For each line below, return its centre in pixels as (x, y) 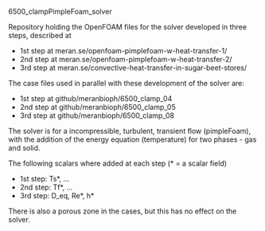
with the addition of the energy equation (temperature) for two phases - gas (132, 139)
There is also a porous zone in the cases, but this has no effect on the (123, 211)
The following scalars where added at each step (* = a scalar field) (118, 163)
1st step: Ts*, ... (45, 179)
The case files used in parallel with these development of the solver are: (126, 83)
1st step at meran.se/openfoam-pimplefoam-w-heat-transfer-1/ (123, 51)
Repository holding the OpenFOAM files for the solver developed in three (128, 27)
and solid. (24, 148)
